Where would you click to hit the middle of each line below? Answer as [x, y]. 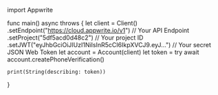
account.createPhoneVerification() [56, 59]
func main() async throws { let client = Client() [72, 23]
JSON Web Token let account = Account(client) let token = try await [103, 52]
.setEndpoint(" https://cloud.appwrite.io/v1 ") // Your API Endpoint [98, 30]
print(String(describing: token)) [57, 72]
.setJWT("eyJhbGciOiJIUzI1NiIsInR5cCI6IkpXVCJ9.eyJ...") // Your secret [109, 45]
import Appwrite [30, 10]
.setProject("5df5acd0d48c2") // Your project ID [75, 38]
